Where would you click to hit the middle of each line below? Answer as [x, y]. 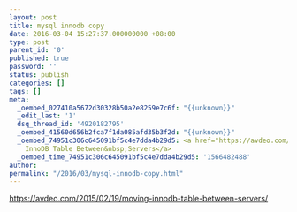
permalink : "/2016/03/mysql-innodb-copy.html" [96, 173]
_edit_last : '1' [47, 116]
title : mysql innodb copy [57, 26]
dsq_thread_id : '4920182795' [71, 125]
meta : [19, 99]
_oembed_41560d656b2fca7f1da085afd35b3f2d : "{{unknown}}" [126, 132]
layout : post [33, 17]
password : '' [33, 67]
